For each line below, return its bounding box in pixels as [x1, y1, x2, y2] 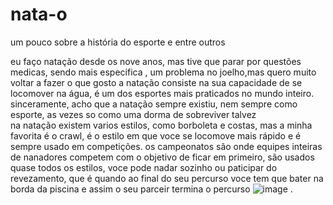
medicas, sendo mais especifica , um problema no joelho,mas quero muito [10, 66, 317, 78]
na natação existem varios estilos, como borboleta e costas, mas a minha [10, 119, 313, 131]
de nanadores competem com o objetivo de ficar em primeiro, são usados [10, 151, 315, 163]
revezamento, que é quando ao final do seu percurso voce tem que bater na [10, 172, 324, 184]
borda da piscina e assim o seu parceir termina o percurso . [10, 183, 293, 195]
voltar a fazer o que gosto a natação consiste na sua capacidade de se [10, 76, 303, 88]
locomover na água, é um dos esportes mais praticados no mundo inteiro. [10, 87, 315, 99]
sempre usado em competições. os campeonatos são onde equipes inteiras [10, 140, 323, 152]
